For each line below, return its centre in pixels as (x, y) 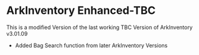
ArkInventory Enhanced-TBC (81, 11)
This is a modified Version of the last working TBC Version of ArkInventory (100, 27)
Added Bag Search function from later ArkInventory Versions (91, 45)
